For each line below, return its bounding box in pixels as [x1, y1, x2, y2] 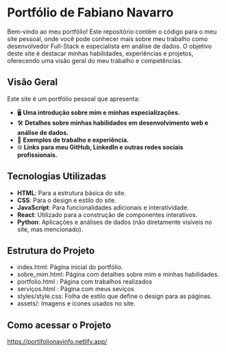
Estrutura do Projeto [7, 244, 95, 256]
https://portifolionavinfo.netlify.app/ [7, 338, 108, 346]
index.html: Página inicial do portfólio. [16, 263, 123, 271]
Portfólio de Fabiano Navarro [7, 5, 174, 21]
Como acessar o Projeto [7, 319, 112, 331]
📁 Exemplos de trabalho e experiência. [16, 136, 129, 144]
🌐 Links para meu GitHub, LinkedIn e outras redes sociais [16, 142, 184, 151]
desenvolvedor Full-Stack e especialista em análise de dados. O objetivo [7, 42, 212, 50]
